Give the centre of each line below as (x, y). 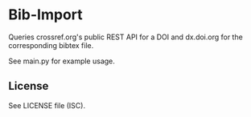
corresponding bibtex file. (51, 45)
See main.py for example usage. (62, 61)
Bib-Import (45, 15)
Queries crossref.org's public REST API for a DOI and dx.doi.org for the (125, 37)
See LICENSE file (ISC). (47, 105)
